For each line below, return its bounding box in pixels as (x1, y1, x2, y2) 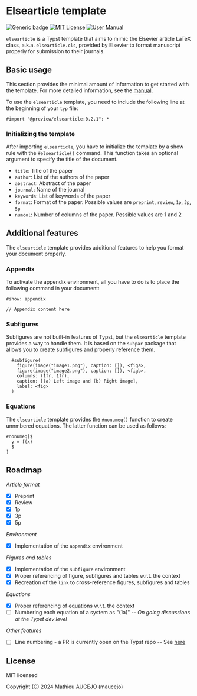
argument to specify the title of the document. (6, 156, 118, 163)
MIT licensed (6, 672, 38, 679)
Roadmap (6, 465, 42, 475)
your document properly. (6, 250, 67, 257)
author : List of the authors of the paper (14, 173, 110, 181)
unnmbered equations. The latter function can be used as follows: (6, 422, 166, 429)
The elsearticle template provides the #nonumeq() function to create (6, 416, 173, 423)
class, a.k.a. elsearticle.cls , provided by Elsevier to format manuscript (6, 41, 181, 48)
